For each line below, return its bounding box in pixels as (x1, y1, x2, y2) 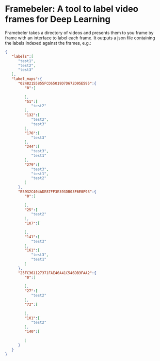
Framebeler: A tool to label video (5, 3, 139, 15)
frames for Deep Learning (5, 14, 111, 25)
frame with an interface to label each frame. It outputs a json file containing (5, 35, 155, 41)
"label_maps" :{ (11, 77, 42, 82)
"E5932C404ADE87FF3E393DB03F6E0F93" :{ (17, 189, 96, 195)
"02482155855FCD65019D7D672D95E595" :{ (17, 81, 96, 86)
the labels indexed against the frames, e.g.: (5, 40, 91, 46)
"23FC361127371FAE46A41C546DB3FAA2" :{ (17, 270, 96, 275)
